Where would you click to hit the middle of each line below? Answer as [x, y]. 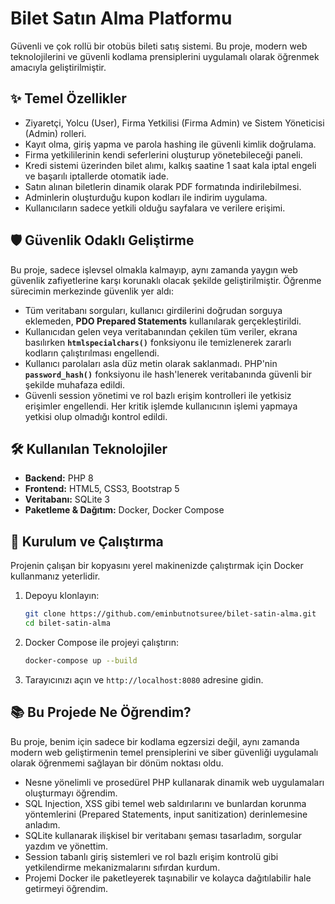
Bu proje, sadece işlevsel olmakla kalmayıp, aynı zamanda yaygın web [154, 269]
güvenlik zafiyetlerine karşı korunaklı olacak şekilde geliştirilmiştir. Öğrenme [166, 280]
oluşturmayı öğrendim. [71, 793]
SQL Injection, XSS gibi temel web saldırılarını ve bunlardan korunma [165, 803]
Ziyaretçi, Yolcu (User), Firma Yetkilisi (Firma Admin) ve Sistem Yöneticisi [174, 123]
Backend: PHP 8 [59, 478]
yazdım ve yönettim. [66, 846]
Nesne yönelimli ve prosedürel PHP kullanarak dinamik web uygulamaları [174, 782]
